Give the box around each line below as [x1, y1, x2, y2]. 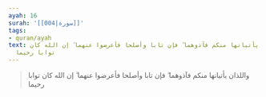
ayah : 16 [8, 11, 38, 20]
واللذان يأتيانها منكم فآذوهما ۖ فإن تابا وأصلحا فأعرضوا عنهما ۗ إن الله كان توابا [27, 71, 250, 80]
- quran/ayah [8, 33, 52, 42]
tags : [8, 26, 26, 34]
